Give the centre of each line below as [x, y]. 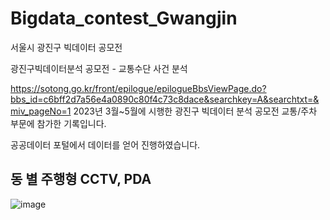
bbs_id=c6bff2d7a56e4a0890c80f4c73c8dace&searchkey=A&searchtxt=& [165, 99]
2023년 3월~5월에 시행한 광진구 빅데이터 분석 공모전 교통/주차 [195, 111]
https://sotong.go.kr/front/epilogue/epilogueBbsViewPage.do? [138, 88]
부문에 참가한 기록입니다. [58, 123]
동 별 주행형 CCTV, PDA [81, 179]
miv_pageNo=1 [41, 111]
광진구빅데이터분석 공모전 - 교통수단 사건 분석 [99, 68]
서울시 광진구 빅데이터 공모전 [66, 47]
